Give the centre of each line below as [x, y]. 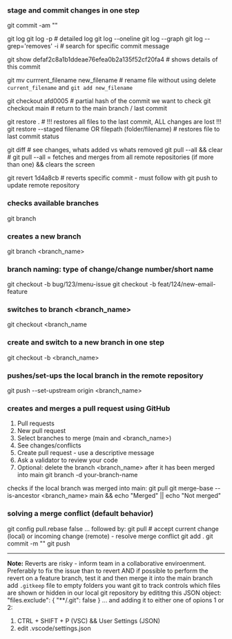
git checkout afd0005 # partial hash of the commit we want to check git [109, 101]
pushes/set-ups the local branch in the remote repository [105, 376]
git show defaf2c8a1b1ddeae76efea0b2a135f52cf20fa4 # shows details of [113, 59]
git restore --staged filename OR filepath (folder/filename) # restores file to [114, 129]
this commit [24, 67]
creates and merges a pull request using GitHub [89, 408]
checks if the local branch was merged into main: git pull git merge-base [110, 488]
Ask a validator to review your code [68, 460]
